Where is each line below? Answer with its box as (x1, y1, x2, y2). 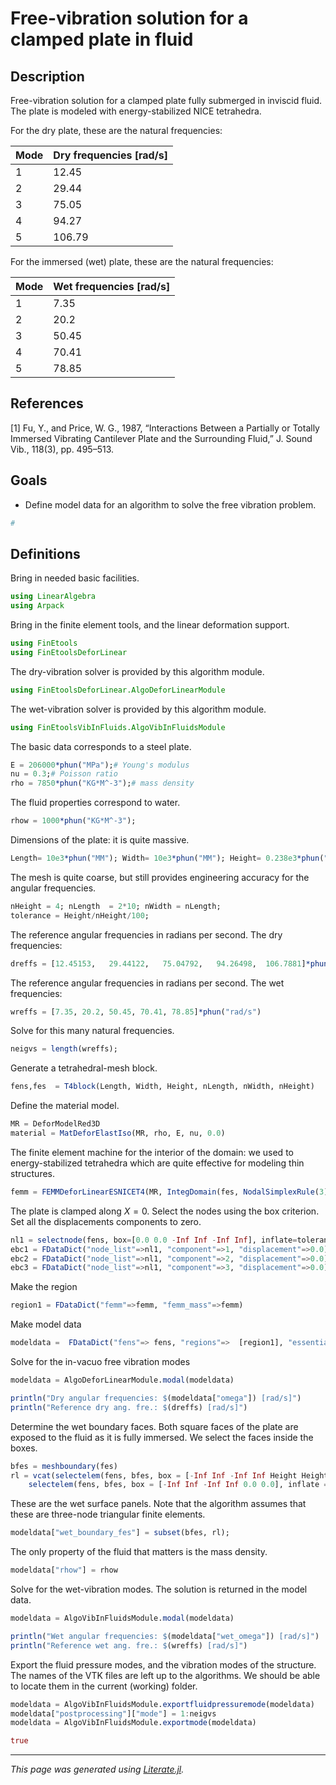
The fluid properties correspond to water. (10, 797, 181, 809)
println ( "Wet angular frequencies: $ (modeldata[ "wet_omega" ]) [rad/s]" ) (10, 1631, 320, 1641)
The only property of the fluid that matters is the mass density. (10, 1546, 268, 1558)
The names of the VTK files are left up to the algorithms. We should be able (10, 1669, 321, 1681)
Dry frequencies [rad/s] (53, 148, 169, 162)
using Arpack (10, 601, 65, 611)
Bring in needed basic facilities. (10, 572, 140, 584)
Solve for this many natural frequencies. (10, 1025, 175, 1037)
